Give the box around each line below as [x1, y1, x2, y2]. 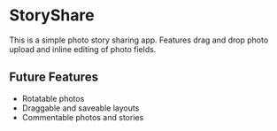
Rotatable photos [21, 93, 85, 104]
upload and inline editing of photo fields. [9, 43, 157, 54]
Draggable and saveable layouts [21, 103, 140, 113]
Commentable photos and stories [21, 112, 144, 122]
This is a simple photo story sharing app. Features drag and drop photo [9, 35, 269, 45]
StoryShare [9, 5, 95, 26]
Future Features [9, 70, 99, 85]
